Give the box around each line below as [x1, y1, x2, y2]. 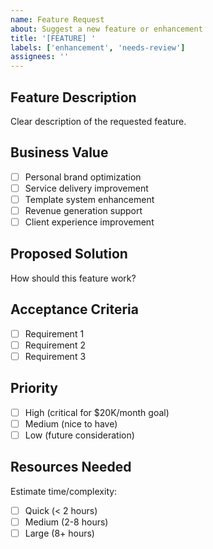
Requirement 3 [24, 350, 87, 362]
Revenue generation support [24, 204, 143, 216]
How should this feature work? [10, 272, 137, 284]
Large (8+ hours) [24, 527, 95, 539]
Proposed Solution [10, 246, 128, 263]
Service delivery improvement [24, 182, 149, 194]
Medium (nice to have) [24, 417, 118, 430]
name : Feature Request [10, 14, 105, 25]
